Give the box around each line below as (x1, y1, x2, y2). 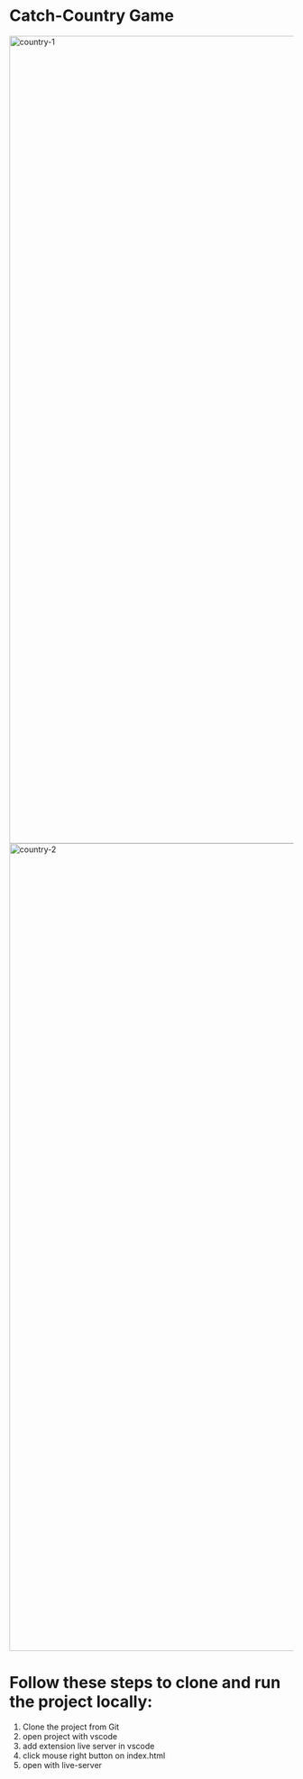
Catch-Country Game (9, 5, 174, 26)
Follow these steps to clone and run (9, 1673, 281, 1693)
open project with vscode (22, 1730, 118, 1741)
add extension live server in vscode (22, 1740, 155, 1751)
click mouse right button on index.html (22, 1750, 166, 1761)
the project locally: (9, 1692, 153, 1712)
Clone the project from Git (22, 1721, 120, 1732)
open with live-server (22, 1759, 102, 1770)
